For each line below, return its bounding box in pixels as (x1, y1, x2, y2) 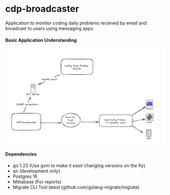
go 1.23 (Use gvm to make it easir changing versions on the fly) (12, 162, 146, 169)
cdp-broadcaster (5, 3, 79, 15)
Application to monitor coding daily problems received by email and (5, 20, 147, 26)
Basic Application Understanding (5, 37, 77, 43)
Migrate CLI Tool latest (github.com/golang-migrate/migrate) (12, 184, 140, 190)
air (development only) (12, 168, 61, 174)
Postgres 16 (12, 173, 38, 179)
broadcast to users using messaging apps (5, 25, 93, 31)
